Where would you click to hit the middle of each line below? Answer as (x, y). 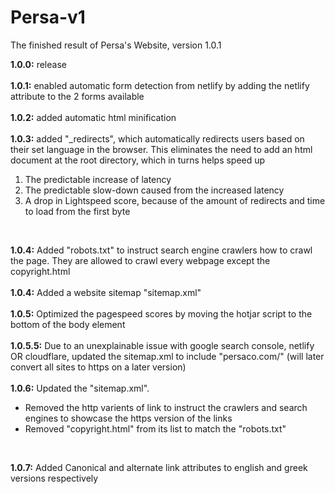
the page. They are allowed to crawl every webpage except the (140, 260)
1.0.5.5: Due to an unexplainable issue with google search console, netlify (162, 345)
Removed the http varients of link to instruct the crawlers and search (166, 407)
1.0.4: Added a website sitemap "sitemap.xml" (106, 292)
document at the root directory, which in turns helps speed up (138, 160)
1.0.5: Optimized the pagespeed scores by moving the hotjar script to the (161, 313)
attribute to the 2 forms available (77, 96)
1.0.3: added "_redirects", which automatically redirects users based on (157, 138)
